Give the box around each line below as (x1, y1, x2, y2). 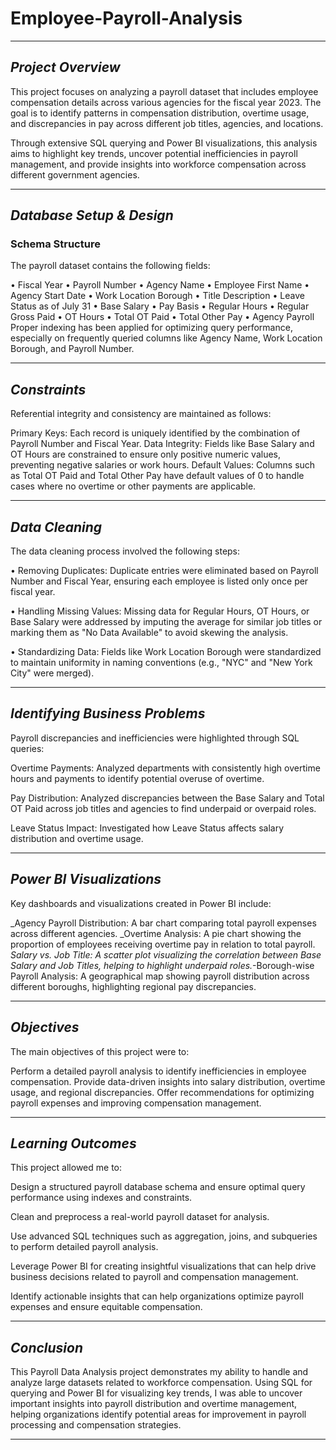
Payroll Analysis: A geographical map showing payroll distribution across (10, 970, 310, 982)
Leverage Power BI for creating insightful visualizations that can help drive (10, 1260, 317, 1272)
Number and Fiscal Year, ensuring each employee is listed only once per (10, 575, 309, 587)
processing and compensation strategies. (10, 1419, 182, 1431)
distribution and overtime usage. (10, 832, 144, 844)
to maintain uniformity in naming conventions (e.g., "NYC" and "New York (10, 657, 313, 669)
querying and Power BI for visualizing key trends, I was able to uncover (10, 1387, 303, 1399)
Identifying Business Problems (10, 705, 206, 722)
